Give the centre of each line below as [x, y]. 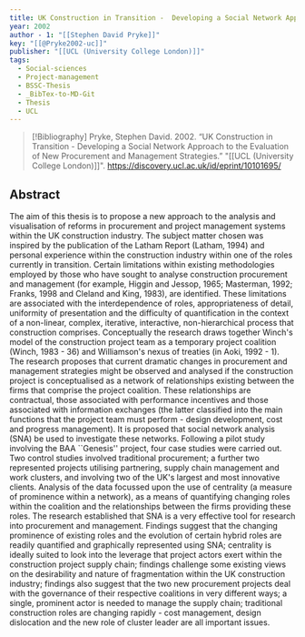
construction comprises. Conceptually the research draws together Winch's [151, 332]
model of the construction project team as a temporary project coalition [143, 342]
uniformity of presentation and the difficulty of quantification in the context [149, 313]
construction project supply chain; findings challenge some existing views [148, 564]
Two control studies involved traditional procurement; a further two [135, 458]
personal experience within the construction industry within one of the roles [151, 255]
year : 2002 [30, 26]
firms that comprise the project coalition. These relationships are [130, 390]
